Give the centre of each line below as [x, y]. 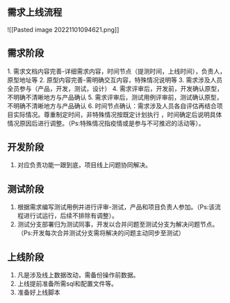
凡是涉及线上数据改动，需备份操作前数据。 [78, 275]
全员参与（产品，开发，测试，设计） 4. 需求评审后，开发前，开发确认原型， [115, 88]
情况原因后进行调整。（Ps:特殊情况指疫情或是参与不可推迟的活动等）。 [106, 123]
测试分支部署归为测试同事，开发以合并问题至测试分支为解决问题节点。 [118, 225]
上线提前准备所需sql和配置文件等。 [67, 284]
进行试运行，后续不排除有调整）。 [71, 216]
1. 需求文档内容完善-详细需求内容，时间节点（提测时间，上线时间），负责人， [117, 71]
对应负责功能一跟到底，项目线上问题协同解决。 [84, 165]
